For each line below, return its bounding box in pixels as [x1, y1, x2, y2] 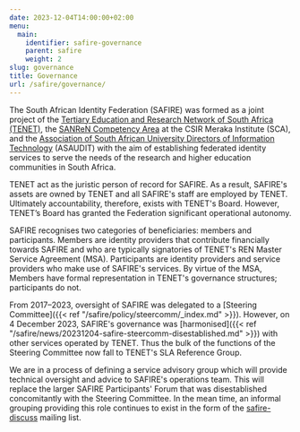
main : [17, 30, 39, 39]
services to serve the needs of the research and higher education [9, 151, 252, 162]
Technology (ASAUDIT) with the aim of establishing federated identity [9, 143, 267, 153]
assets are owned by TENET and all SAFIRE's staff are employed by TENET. [9, 188, 288, 199]
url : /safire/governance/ [9, 80, 106, 89]
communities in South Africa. [9, 161, 116, 172]
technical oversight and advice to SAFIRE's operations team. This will [9, 374, 264, 384]
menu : [9, 22, 30, 30]
